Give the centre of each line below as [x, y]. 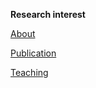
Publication [33, 53]
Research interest [48, 14]
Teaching [29, 72]
